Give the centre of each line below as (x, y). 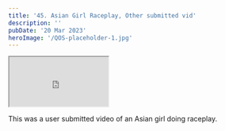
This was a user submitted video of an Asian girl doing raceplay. (113, 119)
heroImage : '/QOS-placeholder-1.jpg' (71, 38)
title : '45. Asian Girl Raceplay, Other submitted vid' (102, 15)
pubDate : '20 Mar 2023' (48, 30)
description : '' (35, 23)
